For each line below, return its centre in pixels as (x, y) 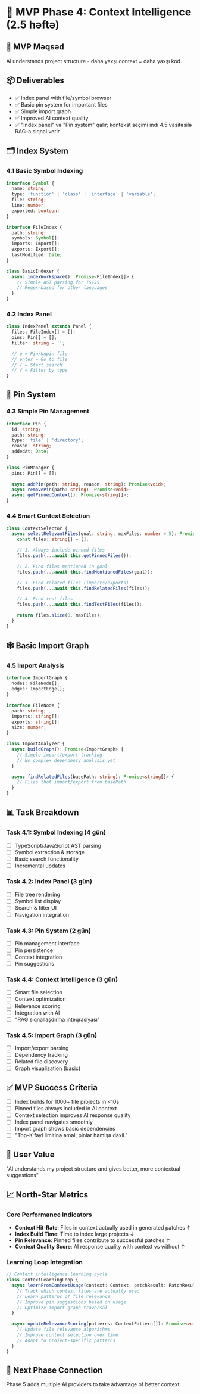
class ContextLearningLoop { (42, 1280)
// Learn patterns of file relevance (64, 1296)
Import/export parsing (42, 1048)
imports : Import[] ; (36, 244)
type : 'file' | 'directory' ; (48, 440)
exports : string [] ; (36, 722)
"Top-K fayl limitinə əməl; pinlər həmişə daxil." (71, 1135)
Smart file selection (38, 992)
